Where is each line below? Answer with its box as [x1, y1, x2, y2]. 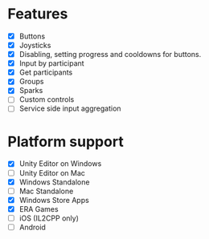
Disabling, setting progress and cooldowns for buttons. [18, 50, 202, 59]
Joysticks [18, 41, 51, 50]
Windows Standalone [18, 177, 90, 187]
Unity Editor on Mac [18, 168, 86, 177]
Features [7, 5, 68, 23]
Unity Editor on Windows [18, 159, 102, 168]
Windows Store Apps [18, 195, 89, 205]
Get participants [18, 67, 73, 77]
